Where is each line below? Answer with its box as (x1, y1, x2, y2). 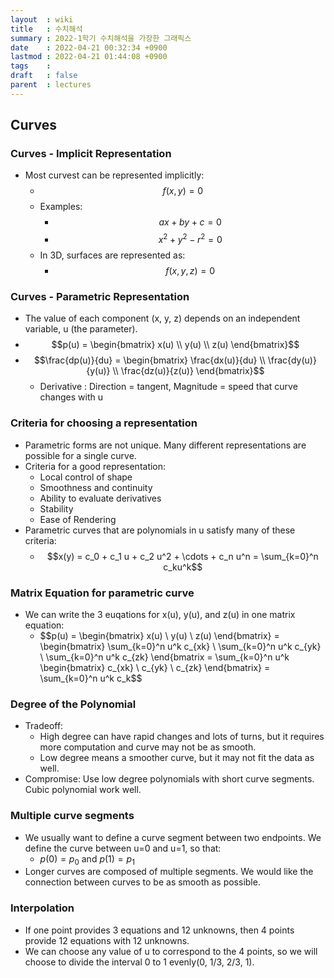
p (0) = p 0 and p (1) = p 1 (39, 852, 135, 867)
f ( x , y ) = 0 (162, 185, 204, 197)
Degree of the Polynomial (10, 697, 137, 711)
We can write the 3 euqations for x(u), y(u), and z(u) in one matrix (24, 608, 296, 620)
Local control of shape (39, 471, 133, 483)
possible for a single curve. (24, 449, 137, 461)
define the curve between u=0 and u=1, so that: (24, 842, 222, 854)
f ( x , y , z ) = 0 (165, 265, 216, 277)
